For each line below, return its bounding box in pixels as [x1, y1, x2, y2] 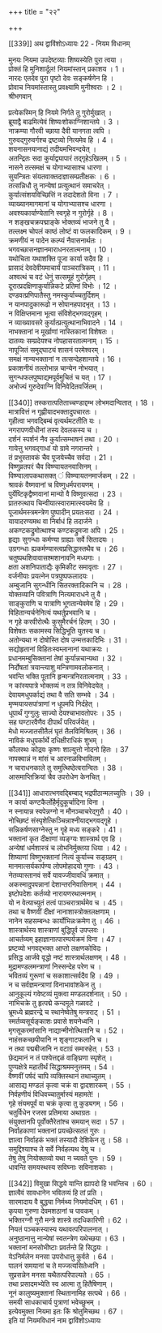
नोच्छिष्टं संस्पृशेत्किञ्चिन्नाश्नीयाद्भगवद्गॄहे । [8, 815, 118, 825]
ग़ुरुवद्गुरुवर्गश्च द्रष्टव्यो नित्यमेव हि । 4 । [8, 135, 113, 144]
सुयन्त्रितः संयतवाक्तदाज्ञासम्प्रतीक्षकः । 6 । [8, 172, 116, 181]
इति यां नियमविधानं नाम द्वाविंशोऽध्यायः [8, 1316, 101, 1325]
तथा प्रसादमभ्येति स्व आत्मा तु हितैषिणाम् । [8, 1279, 113, 1288]
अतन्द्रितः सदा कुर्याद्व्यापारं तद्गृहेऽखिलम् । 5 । [8, 153, 127, 163]
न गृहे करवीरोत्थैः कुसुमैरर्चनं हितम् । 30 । [8, 617, 117, 626]
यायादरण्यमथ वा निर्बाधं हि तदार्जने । [8, 517, 100, 526]
